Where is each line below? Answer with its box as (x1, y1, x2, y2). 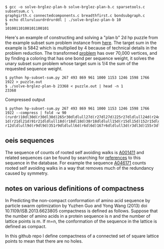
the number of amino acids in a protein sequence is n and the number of (5, 213, 150, 219)
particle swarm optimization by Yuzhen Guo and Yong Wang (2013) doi (5, 203, 147, 208)
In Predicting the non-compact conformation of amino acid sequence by (5, 197, 150, 203)
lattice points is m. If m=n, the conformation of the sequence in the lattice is (5, 218, 157, 224)
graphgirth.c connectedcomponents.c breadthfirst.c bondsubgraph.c (5, 13, 145, 18)
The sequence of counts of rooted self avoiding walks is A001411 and (5, 149, 144, 155)
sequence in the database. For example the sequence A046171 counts (5, 159, 146, 166)
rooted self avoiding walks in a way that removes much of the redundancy (5, 165, 154, 171)
